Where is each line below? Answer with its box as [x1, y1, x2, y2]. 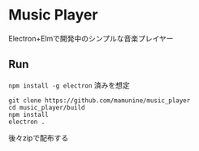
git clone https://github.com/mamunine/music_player [8, 96, 191, 105]
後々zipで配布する [8, 132, 69, 143]
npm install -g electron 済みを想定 [8, 80, 130, 90]
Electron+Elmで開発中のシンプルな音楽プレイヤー [8, 33, 174, 43]
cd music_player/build [8, 103, 85, 111]
